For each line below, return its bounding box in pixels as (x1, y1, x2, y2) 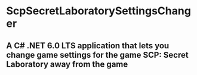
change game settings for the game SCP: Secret (6, 49, 189, 60)
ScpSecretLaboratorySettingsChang (6, 4, 191, 18)
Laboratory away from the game (6, 59, 128, 69)
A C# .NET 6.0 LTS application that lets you (6, 40, 170, 51)
